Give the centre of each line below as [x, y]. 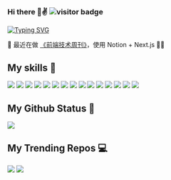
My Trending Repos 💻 [58, 148]
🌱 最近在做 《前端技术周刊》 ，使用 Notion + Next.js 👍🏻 [86, 45]
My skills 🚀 [32, 67]
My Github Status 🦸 [51, 108]
